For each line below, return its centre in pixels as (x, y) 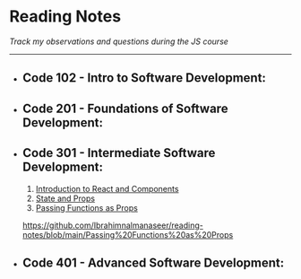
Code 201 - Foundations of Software (125, 108)
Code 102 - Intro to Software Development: (144, 78)
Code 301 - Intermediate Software (119, 153)
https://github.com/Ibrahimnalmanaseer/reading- (112, 225)
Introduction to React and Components (107, 188)
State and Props (65, 198)
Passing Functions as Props (87, 207)
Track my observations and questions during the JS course (119, 41)
